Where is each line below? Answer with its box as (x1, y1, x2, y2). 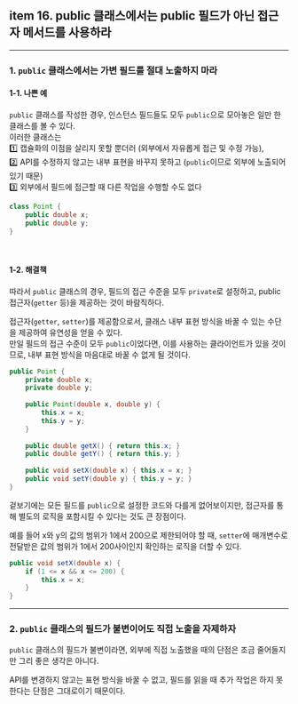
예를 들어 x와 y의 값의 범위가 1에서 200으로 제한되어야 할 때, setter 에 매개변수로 (9, 530, 288, 540)
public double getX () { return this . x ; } (25, 441, 180, 451)
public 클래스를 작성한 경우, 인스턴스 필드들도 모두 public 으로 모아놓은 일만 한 (9, 109, 281, 120)
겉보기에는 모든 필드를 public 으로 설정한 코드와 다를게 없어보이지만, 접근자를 (9, 500, 275, 510)
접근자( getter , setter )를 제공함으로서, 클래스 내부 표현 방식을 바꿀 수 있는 (9, 316, 266, 326)
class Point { (9, 202, 62, 211)
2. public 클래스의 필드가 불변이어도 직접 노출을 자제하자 (9, 623, 237, 636)
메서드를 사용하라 (22, 25, 112, 40)
